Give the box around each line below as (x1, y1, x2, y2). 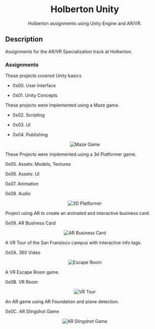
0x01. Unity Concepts (12, 92, 58, 98)
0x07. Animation (5, 181, 39, 187)
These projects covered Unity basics (5, 72, 82, 79)
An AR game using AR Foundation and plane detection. (5, 299, 120, 305)
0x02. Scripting (12, 112, 45, 118)
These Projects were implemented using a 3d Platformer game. (5, 151, 137, 158)
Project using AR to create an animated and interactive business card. (5, 210, 150, 216)
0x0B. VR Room (5, 279, 38, 285)
